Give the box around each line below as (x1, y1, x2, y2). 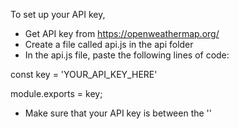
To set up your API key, (10, 9, 106, 20)
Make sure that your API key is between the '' (24, 107, 212, 119)
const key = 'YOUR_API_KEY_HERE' (10, 69, 158, 80)
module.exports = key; (10, 88, 103, 99)
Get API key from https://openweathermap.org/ (24, 28, 220, 39)
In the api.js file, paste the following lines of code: (24, 49, 230, 61)
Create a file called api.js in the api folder (24, 39, 194, 50)
